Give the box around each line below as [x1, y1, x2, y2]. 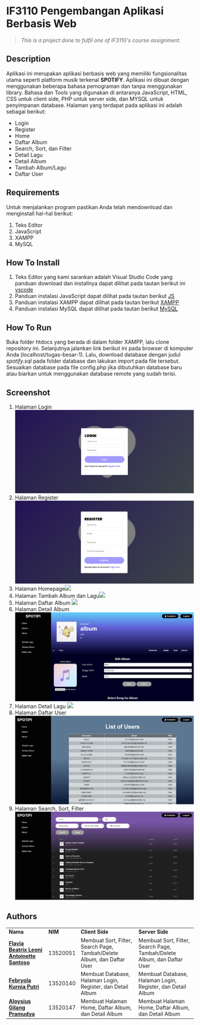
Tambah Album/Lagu [14, 164, 67, 171]
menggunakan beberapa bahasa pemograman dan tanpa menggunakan [6, 82, 183, 90]
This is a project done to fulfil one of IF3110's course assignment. [20, 36, 181, 44]
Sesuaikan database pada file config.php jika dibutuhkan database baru [6, 364, 183, 371]
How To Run [6, 323, 52, 333]
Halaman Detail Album [14, 606, 70, 613]
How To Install [6, 257, 60, 268]
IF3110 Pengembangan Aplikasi [6, 4, 164, 18]
